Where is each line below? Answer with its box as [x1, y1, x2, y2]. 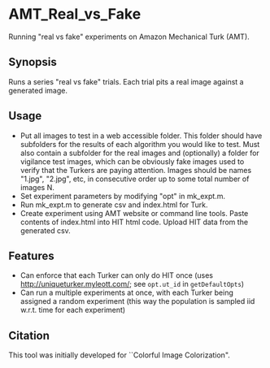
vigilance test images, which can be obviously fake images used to [20, 156, 245, 167]
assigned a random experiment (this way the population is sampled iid [20, 297, 255, 306]
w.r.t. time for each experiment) [20, 305, 126, 315]
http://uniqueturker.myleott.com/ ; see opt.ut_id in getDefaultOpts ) [20, 279, 245, 289]
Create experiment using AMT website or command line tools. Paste [20, 208, 249, 218]
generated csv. [20, 225, 71, 236]
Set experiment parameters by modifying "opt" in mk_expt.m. [20, 191, 226, 201]
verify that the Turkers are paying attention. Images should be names [20, 165, 252, 175]
